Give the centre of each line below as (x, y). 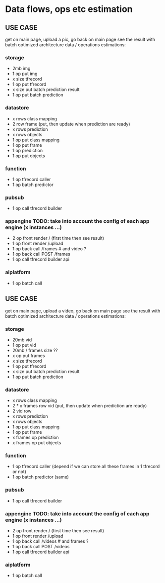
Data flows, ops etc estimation (69, 9)
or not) (19, 472)
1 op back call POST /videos (41, 547)
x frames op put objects (37, 443)
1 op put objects (29, 156)
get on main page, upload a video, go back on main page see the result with (83, 311)
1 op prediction (27, 150)
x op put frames (28, 355)
